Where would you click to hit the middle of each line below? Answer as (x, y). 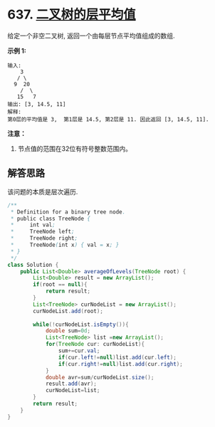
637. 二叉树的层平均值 (72, 15)
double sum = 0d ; (68, 331)
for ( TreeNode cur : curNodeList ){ (95, 344)
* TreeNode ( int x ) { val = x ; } (65, 245)
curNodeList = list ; (73, 391)
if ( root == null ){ (60, 285)
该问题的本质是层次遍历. (43, 191)
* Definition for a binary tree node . (68, 212)
